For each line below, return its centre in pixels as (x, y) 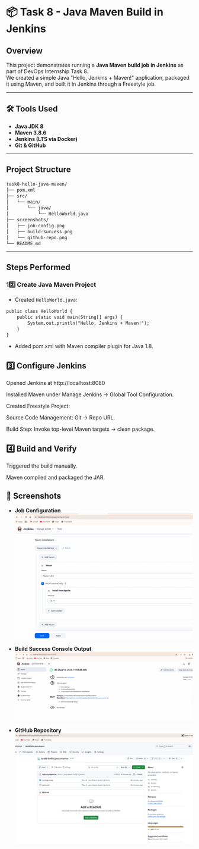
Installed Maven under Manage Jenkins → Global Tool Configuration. (90, 394)
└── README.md (24, 243)
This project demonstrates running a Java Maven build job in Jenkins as (95, 65)
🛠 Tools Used (32, 109)
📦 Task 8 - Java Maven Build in (85, 12)
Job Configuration (38, 510)
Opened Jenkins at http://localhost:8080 (56, 383)
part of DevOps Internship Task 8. (47, 71)
